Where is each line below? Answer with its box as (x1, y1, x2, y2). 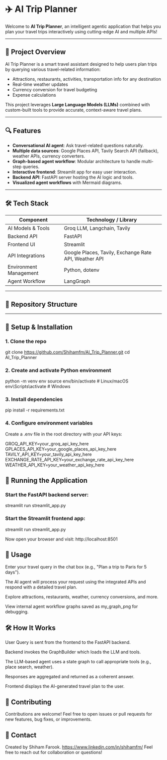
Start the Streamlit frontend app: (5, 515, 85, 522)
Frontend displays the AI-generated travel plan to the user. (5, 683, 125, 689)
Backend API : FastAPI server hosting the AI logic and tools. (12, 174, 134, 180)
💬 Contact (5, 731, 37, 739)
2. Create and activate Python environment (5, 367, 111, 374)
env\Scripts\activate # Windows (5, 383, 71, 389)
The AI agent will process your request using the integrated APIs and (5, 578, 146, 584)
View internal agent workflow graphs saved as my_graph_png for (5, 603, 138, 609)
